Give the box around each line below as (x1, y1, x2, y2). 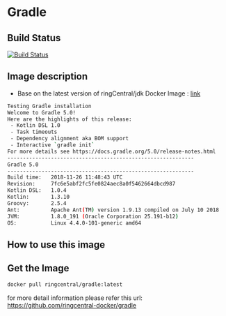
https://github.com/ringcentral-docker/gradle (7, 301, 137, 309)
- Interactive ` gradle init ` (10, 142, 95, 149)
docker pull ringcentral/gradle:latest (7, 280, 123, 288)
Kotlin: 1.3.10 (7, 193, 70, 201)
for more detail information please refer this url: (7, 294, 143, 302)
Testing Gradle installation (7, 103, 92, 110)
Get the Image (7, 262, 70, 274)
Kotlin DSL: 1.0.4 (7, 187, 67, 194)
